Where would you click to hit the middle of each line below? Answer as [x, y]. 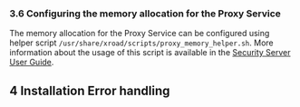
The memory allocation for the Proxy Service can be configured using [140, 34]
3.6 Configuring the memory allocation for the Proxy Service [145, 14]
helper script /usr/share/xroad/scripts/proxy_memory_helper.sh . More [141, 43]
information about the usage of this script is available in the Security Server [150, 53]
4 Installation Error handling [90, 90]
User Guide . [32, 63]
